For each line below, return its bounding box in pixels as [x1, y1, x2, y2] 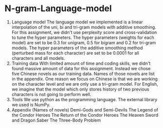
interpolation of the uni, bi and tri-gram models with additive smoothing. [11, 24, 157, 30]
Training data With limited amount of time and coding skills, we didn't [11, 60, 151, 66]
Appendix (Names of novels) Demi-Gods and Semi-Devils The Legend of [11, 107, 158, 112]
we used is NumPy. [11, 102, 51, 108]
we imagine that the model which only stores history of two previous [11, 86, 149, 92]
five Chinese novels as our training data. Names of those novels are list [11, 71, 155, 76]
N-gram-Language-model [4, 3, 112, 14]
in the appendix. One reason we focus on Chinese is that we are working [11, 76, 158, 82]
